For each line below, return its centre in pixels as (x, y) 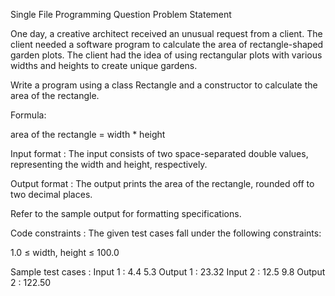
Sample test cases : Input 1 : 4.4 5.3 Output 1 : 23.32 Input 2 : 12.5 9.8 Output (168, 272)
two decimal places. (51, 194)
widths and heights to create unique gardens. (104, 65)
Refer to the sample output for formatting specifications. (126, 213)
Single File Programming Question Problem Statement (121, 14)
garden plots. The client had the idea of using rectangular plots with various (166, 55)
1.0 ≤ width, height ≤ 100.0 (65, 252)
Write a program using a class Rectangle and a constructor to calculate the (164, 85)
